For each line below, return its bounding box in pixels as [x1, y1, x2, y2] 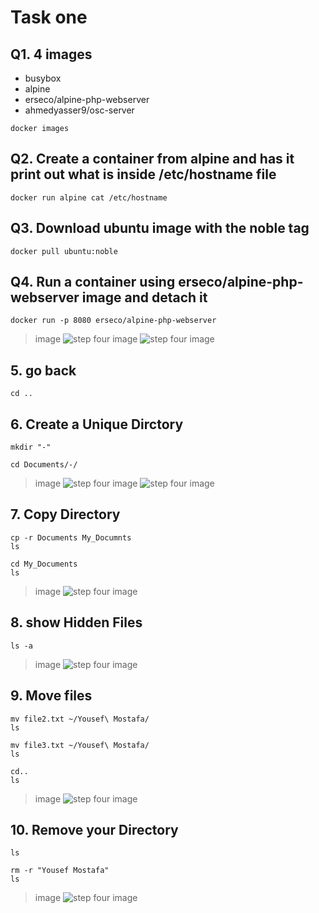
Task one [10, 6, 88, 29]
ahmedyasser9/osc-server [24, 104, 135, 116]
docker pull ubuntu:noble [10, 246, 118, 256]
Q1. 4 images [10, 46, 93, 63]
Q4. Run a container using [10, 274, 176, 291]
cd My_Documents [10, 559, 78, 569]
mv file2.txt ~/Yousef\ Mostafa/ [10, 714, 150, 724]
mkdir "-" [10, 442, 52, 453]
